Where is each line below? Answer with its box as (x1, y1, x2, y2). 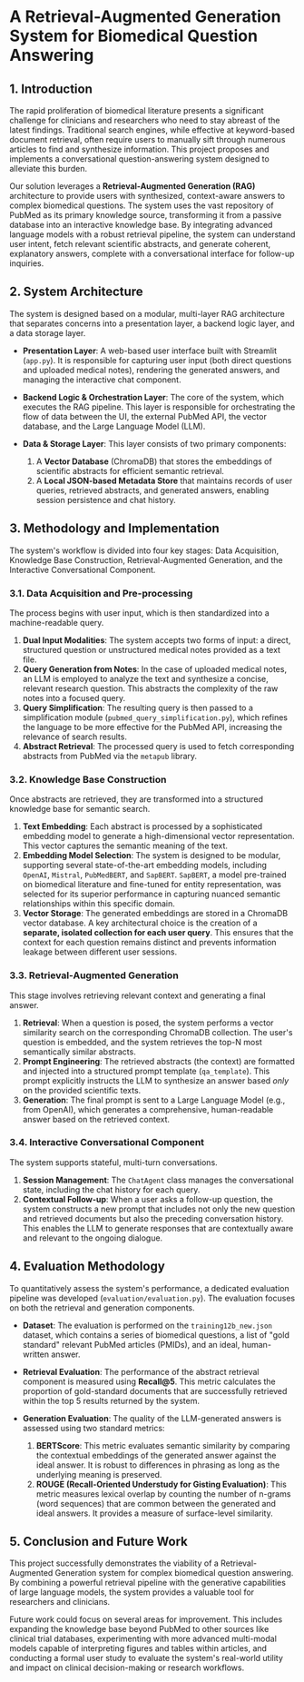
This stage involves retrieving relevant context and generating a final (9, 990, 266, 1001)
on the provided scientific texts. (22, 1084, 142, 1095)
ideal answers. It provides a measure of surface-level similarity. (35, 1508, 274, 1519)
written (22, 1349, 50, 1360)
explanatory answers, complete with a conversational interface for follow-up (9, 248, 295, 259)
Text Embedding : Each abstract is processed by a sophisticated (22, 821, 263, 832)
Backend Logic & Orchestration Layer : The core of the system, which (22, 391, 284, 402)
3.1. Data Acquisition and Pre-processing (9, 587, 193, 599)
